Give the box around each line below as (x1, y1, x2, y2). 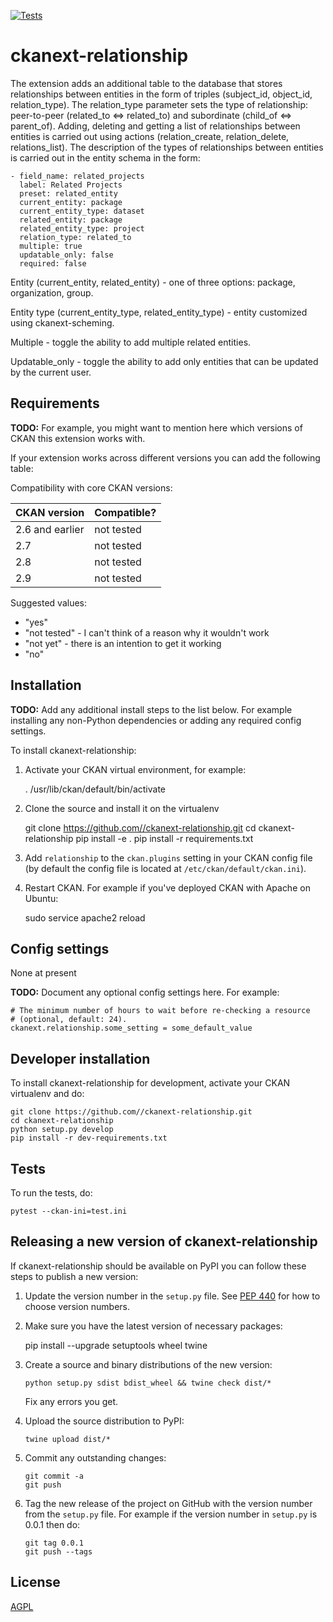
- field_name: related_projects (10, 171, 145, 181)
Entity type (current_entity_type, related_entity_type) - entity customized (10, 306, 308, 318)
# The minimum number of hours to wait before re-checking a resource (10, 1006, 311, 1016)
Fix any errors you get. (24, 1395, 119, 1407)
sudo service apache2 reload (24, 911, 146, 924)
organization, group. (10, 286, 94, 299)
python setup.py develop (10, 1125, 114, 1135)
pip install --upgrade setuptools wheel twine (24, 1339, 208, 1351)
